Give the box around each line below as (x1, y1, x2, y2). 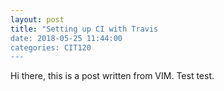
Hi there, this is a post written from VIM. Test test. (10, 70, 215, 82)
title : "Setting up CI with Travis (10, 24, 159, 34)
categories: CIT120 (10, 42, 92, 53)
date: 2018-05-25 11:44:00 (10, 33, 123, 43)
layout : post (10, 14, 65, 25)
